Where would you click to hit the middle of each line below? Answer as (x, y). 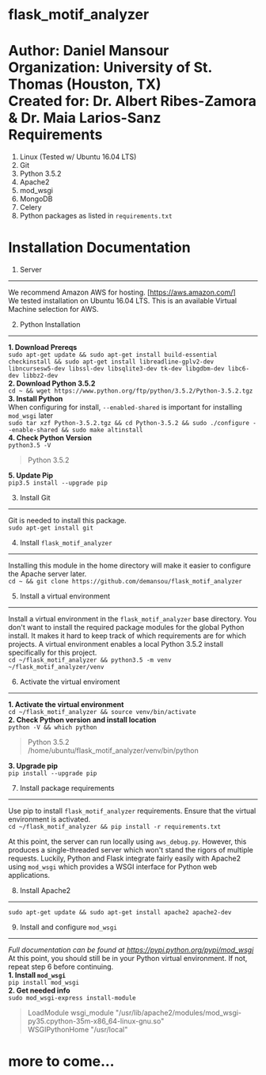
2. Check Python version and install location (82, 720)
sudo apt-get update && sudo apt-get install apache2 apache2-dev (120, 913)
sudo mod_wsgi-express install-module (72, 998)
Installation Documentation (100, 248)
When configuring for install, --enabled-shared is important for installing (125, 407)
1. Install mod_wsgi (37, 975)
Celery (30, 207)
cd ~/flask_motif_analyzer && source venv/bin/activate (102, 712)
